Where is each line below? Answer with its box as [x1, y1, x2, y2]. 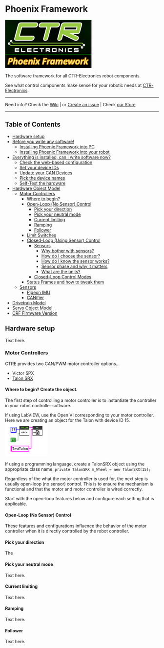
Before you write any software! [12, 139, 74, 144]
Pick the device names [19, 175, 65, 181]
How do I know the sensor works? [41, 258, 110, 264]
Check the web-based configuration [19, 159, 93, 165]
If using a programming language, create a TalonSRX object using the [5, 461, 145, 467]
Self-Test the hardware [19, 180, 66, 186]
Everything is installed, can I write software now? [12, 154, 111, 160]
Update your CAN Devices [19, 170, 72, 176]
